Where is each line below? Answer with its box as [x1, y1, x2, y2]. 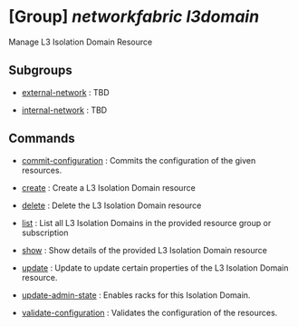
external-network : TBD [21, 86, 110, 97]
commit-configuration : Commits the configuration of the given [21, 154, 256, 165]
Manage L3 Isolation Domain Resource [8, 36, 153, 47]
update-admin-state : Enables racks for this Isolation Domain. [21, 289, 251, 301]
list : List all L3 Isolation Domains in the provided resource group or [21, 217, 272, 228]
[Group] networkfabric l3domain [8, 6, 260, 27]
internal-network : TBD [21, 104, 108, 115]
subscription [21, 227, 69, 238]
